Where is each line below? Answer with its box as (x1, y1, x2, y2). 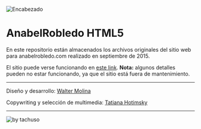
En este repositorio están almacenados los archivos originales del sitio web (6, 46, 191, 53)
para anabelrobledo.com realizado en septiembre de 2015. (6, 52, 150, 59)
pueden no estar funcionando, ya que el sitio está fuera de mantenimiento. (6, 70, 190, 77)
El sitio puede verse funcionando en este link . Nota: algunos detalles (6, 64, 175, 71)
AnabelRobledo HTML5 (6, 27, 124, 40)
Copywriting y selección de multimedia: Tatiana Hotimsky (6, 99, 148, 106)
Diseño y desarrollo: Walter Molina (6, 87, 91, 95)
